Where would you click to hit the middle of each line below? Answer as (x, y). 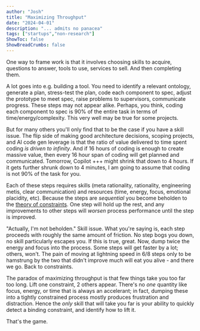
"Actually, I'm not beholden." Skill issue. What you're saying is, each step (96, 228)
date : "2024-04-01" (30, 23)
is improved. (21, 217)
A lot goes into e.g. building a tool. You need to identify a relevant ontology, (99, 86)
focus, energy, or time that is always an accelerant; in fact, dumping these (97, 290)
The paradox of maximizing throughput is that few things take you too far (96, 278)
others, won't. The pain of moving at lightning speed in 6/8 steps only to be (99, 253)
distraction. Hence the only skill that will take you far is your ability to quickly (100, 303)
